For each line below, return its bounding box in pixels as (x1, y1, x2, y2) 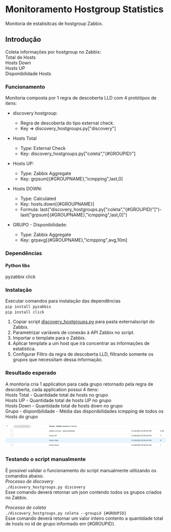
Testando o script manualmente (5, 455, 86, 463)
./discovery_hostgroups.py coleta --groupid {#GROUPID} (5, 511, 127, 516)
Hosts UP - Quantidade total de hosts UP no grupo (5, 397, 112, 403)
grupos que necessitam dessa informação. (12, 357, 103, 363)
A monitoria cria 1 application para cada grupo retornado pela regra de (5, 381, 154, 387)
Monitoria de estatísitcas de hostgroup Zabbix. (5, 20, 104, 27)
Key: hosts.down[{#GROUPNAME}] (20, 201, 94, 207)
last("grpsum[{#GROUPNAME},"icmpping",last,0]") (20, 212, 128, 218)
